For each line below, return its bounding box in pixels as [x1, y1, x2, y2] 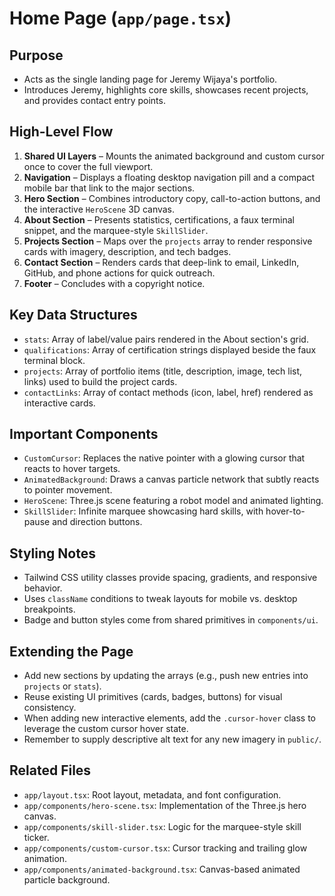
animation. [23, 852, 68, 864]
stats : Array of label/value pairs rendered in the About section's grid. [23, 333, 309, 345]
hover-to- [265, 505, 306, 517]
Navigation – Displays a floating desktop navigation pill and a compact [23, 171, 316, 183]
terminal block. [23, 354, 86, 366]
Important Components [9, 426, 159, 443]
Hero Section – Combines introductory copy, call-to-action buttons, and [23, 192, 321, 204]
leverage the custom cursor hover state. [23, 723, 189, 735]
